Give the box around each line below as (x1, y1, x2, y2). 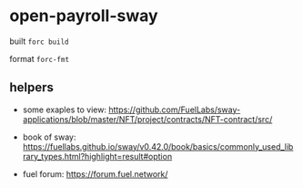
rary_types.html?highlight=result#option (22, 151, 173, 162)
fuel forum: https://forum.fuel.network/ (22, 168, 168, 179)
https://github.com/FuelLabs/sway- (108, 104, 241, 115)
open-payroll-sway (9, 5, 158, 26)
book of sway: (22, 131, 76, 142)
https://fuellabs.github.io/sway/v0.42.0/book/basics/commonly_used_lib (22, 141, 294, 151)
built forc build (9, 36, 69, 47)
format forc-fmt (9, 53, 70, 64)
